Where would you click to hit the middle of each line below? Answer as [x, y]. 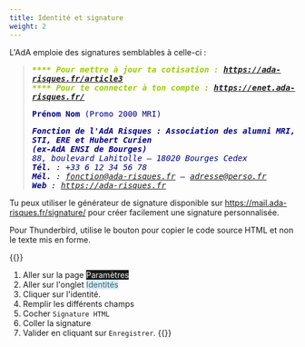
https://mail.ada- [256, 203]
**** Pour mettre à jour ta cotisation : [125, 69]
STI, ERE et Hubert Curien [92, 140]
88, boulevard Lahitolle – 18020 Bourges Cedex [139, 158]
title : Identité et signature [67, 18]
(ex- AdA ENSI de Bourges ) [89, 149]
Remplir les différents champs [78, 303]
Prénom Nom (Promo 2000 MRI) [96, 114]
